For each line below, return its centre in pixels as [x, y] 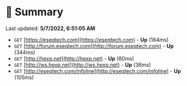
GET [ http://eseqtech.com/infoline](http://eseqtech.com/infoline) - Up [97, 71]
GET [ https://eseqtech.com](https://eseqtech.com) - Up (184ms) [91, 39]
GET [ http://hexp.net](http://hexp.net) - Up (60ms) [74, 58]
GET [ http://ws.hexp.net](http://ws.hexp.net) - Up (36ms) [82, 65]
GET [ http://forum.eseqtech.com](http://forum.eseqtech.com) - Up [94, 46]
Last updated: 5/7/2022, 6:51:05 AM [50, 28]
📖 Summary [34, 12]
